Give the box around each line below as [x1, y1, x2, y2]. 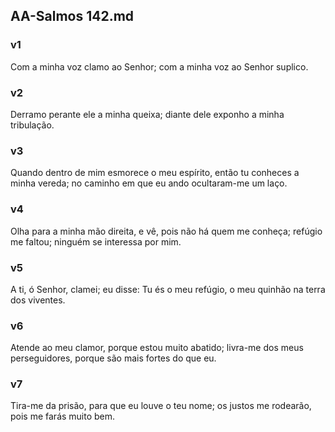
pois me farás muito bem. [10, 410, 116, 423]
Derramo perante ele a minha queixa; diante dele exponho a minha [10, 108, 285, 120]
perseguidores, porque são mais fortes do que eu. [10, 352, 217, 364]
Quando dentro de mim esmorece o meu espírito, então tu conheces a [10, 167, 300, 179]
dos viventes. [10, 294, 66, 306]
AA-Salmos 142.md [10, 8, 135, 25]
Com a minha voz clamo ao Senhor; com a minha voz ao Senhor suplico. [10, 60, 309, 73]
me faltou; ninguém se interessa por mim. [10, 235, 182, 248]
